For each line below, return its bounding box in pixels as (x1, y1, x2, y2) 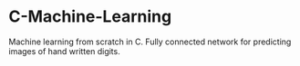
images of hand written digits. (8, 45, 120, 56)
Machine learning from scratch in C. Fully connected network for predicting (8, 36, 292, 47)
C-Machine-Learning (8, 6, 172, 27)
